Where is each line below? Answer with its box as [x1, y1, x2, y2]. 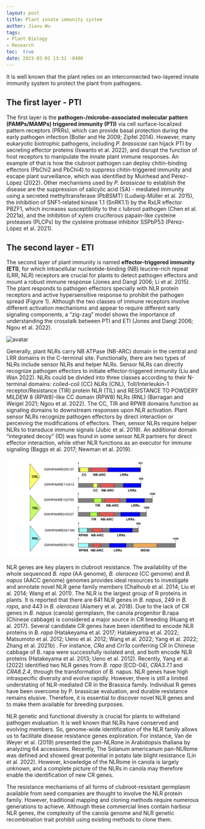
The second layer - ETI [6, 242, 94, 253]
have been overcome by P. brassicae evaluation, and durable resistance [6, 688, 188, 695]
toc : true [6, 49, 34, 55]
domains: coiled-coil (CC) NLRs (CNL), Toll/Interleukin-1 [28, 380, 170, 388]
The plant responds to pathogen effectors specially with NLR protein [6, 285, 179, 292]
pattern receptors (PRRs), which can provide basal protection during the [6, 127, 188, 134]
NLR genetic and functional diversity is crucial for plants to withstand [6, 713, 181, 720]
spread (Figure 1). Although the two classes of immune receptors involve [6, 298, 190, 305]
